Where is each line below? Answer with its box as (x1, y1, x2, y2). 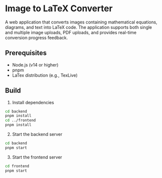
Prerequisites (5, 49, 47, 57)
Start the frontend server (12, 154, 62, 160)
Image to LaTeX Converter (5, 3, 113, 14)
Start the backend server (12, 132, 62, 137)
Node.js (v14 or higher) (12, 62, 59, 67)
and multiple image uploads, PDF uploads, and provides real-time (5, 29, 137, 35)
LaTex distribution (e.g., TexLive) (12, 72, 78, 78)
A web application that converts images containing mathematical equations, (5, 19, 158, 25)
